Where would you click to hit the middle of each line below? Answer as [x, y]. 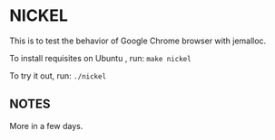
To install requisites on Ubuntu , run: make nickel [101, 58]
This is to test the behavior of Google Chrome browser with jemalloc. [138, 41]
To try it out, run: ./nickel [58, 75]
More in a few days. [46, 126]
